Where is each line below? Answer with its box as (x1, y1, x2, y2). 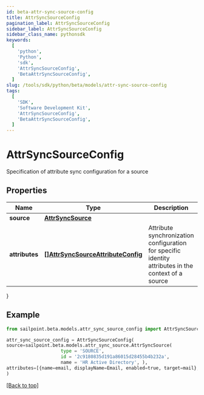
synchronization (148, 231, 194, 240)
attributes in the (148, 262, 193, 270)
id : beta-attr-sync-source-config (6, 8, 94, 15)
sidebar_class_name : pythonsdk (6, 32, 86, 38)
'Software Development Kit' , (17, 104, 91, 111)
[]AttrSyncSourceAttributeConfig (44, 250, 143, 258)
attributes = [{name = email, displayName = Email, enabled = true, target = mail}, (6, 365, 200, 371)
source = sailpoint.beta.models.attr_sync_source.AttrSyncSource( (6, 342, 172, 349)
